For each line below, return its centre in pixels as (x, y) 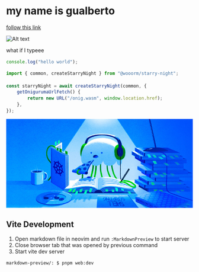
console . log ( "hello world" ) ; (42, 62)
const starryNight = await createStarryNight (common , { (76, 86)
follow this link (24, 27)
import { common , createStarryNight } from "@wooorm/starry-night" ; (92, 73)
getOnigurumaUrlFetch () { (49, 92)
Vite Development (40, 224)
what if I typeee (25, 50)
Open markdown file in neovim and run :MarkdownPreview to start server (102, 239)
